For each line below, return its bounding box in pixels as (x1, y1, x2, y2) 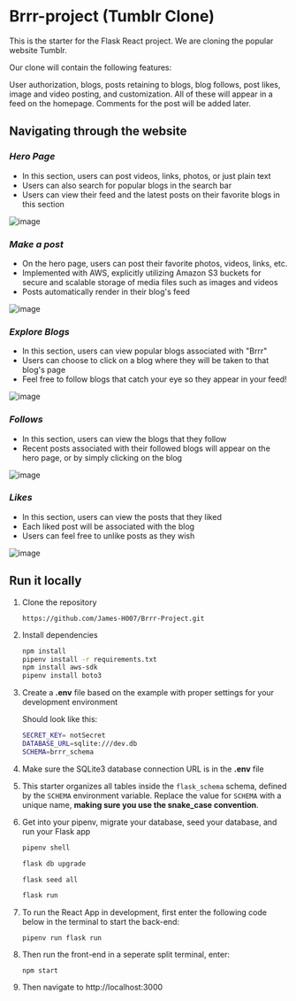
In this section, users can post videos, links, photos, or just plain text (21, 170, 271, 181)
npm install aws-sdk (21, 663, 98, 672)
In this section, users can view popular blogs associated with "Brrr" (21, 345, 268, 356)
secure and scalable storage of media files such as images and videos (21, 276, 278, 287)
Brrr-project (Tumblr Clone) (9, 6, 215, 27)
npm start (21, 966, 59, 975)
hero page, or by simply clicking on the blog (21, 452, 183, 462)
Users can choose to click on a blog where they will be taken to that (21, 355, 269, 366)
